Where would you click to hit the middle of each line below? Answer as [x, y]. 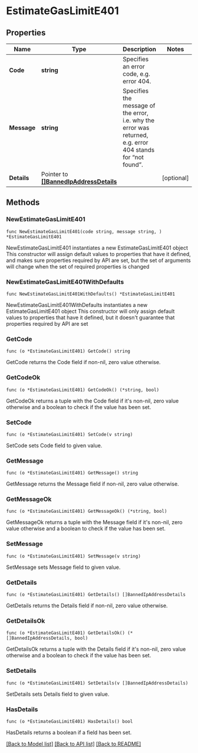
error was [136, 128]
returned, [136, 135]
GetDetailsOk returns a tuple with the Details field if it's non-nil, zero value [96, 649]
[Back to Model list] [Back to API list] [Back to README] [74, 744]
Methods [23, 203]
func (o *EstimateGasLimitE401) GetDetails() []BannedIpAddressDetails [96, 595]
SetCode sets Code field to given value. [54, 445]
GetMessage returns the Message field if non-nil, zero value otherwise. [93, 484]
